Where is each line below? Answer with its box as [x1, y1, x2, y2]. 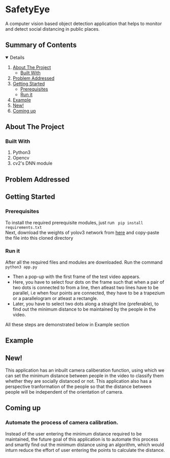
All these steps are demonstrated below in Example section [5, 321, 130, 328]
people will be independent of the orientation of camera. [5, 389, 124, 395]
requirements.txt [5, 225, 42, 230]
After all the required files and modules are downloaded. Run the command [5, 259, 163, 265]
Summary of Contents [5, 41, 77, 50]
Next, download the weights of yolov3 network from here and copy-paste [5, 229, 159, 236]
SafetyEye [5, 4, 50, 15]
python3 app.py [5, 264, 38, 269]
